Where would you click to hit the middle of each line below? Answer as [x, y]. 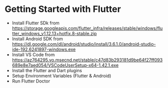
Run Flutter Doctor [31, 81]
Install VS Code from [33, 54]
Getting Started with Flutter [63, 9]
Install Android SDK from [37, 39]
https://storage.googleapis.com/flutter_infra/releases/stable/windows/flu [87, 28]
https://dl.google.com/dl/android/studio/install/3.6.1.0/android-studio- [84, 44]
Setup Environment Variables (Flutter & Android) [61, 76]
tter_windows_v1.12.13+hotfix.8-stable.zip [54, 33]
